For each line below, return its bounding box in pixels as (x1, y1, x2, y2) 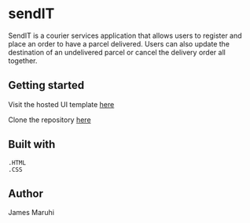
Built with (8, 138, 56, 151)
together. (8, 56, 38, 65)
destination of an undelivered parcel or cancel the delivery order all (8, 47, 226, 57)
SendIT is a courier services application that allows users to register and (8, 31, 242, 40)
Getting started (8, 79, 85, 92)
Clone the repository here (8, 115, 92, 125)
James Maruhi (8, 208, 55, 217)
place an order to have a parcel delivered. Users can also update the (8, 39, 230, 48)
